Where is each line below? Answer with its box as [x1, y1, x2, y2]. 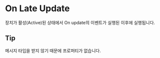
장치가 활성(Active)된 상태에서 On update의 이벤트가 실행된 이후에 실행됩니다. [5, 19, 155, 25]
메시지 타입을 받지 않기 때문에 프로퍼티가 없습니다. [5, 47, 101, 54]
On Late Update [5, 3, 70, 14]
